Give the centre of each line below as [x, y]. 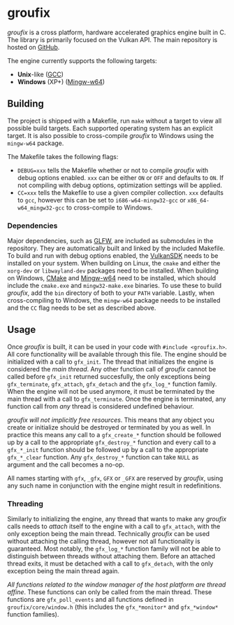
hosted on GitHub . [34, 47]
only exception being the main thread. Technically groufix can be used [109, 534]
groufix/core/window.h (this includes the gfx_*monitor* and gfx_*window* [113, 607]
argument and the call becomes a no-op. [66, 465]
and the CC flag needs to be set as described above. [82, 308]
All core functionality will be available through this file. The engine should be [117, 354]
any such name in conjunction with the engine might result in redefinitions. [115, 486]
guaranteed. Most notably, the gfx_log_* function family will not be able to [114, 549]
